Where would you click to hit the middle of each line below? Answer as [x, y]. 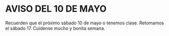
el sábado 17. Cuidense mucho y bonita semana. [55, 28]
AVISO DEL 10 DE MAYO [56, 9]
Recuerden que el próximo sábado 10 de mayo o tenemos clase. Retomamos [84, 23]
